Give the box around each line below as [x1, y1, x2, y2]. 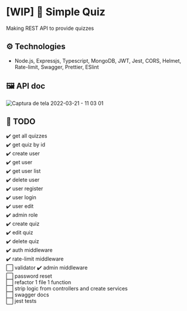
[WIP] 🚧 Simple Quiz [6, 5, 106, 19]
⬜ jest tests [6, 298, 37, 305]
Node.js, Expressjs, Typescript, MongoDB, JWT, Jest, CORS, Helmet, [14, 57, 182, 64]
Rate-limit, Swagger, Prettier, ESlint [14, 63, 99, 70]
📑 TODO [6, 117, 36, 127]
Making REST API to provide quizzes [6, 25, 94, 32]
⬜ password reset [6, 272, 53, 280]
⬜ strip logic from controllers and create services [6, 285, 128, 292]
